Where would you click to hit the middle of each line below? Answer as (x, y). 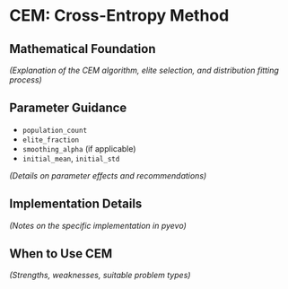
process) (26, 80)
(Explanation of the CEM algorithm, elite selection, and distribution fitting (144, 70)
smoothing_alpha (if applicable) (79, 148)
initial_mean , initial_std (71, 158)
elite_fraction (51, 140)
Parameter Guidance (68, 108)
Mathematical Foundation (83, 49)
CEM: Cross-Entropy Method (119, 16)
